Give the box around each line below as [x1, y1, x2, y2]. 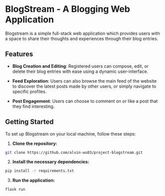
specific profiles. [12, 88, 47, 95]
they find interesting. [12, 103, 55, 109]
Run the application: [12, 177, 55, 184]
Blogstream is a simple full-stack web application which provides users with [5, 30, 160, 36]
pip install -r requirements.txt [5, 168, 74, 174]
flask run [5, 187, 26, 192]
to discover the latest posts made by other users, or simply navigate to [12, 83, 157, 89]
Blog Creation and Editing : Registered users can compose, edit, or [12, 63, 149, 69]
